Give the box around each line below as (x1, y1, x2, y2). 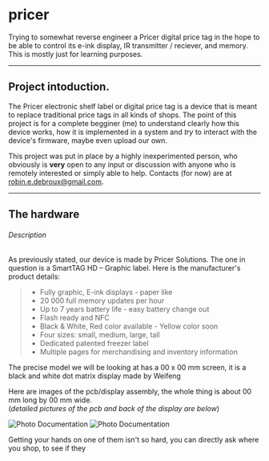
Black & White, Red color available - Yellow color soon (39, 321, 219, 331)
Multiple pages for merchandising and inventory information (39, 347, 238, 357)
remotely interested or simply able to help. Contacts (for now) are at (8, 168, 232, 177)
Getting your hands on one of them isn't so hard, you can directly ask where (8, 435, 259, 445)
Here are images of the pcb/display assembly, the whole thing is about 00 (8, 387, 252, 397)
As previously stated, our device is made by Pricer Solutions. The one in (8, 255, 246, 264)
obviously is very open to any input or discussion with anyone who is (8, 159, 236, 169)
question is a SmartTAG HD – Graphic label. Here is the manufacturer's (8, 263, 241, 273)
